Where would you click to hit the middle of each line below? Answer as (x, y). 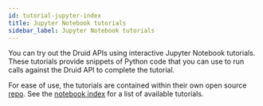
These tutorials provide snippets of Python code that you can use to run (126, 61)
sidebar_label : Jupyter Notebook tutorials (82, 30)
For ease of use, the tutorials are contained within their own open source (128, 85)
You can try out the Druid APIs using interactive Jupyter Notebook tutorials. (132, 53)
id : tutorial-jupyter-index (55, 16)
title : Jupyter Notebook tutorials (67, 23)
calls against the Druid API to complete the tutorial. (92, 70)
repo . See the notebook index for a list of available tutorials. (106, 94)
